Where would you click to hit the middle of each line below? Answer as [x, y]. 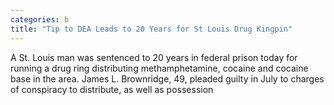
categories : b [40, 19]
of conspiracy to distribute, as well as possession [112, 89]
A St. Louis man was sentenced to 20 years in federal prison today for [154, 57]
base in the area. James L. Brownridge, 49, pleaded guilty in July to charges [167, 78]
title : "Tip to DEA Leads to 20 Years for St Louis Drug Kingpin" [151, 29]
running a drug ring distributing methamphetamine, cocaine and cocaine [159, 68]
